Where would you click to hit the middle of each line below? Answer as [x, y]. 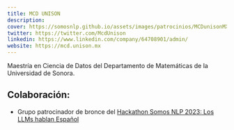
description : [26, 20]
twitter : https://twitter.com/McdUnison [67, 33]
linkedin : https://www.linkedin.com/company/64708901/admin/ [98, 40]
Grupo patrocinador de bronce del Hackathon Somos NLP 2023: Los [116, 111]
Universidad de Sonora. [41, 73]
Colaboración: [39, 95]
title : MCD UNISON [34, 14]
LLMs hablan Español [48, 119]
